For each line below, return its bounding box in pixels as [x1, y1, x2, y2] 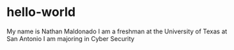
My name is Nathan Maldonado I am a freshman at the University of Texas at [6, 27, 228, 35]
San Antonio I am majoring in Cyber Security [6, 34, 135, 42]
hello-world [6, 4, 76, 20]
